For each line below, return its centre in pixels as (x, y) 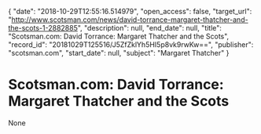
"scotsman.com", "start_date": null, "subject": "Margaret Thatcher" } (119, 53)
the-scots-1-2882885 (43, 28)
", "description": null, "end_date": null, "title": (150, 28)
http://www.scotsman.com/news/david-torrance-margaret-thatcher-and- (130, 20)
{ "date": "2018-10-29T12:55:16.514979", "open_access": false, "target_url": (130, 11)
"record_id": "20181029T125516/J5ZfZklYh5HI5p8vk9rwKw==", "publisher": (131, 45)
